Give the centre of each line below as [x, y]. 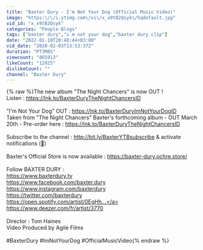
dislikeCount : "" [28, 69]
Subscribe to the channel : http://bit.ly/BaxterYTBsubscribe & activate [94, 137]
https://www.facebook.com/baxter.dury [56, 182]
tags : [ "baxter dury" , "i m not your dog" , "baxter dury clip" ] [87, 35]
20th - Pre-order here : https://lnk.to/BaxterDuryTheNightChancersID [93, 124]
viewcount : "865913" [33, 57]
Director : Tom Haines [34, 221]
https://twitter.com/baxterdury [44, 195]
